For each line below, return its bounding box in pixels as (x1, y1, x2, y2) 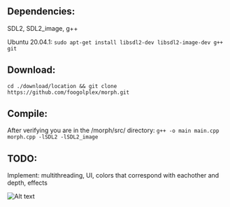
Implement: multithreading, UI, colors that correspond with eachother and (7, 171, 220, 180)
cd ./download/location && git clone (7, 83, 117, 90)
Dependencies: (7, 6, 76, 17)
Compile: (7, 108, 48, 120)
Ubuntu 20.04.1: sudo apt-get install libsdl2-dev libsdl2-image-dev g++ (7, 38, 224, 46)
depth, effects (7, 178, 48, 187)
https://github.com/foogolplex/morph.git (7, 89, 130, 96)
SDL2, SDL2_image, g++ (7, 24, 78, 32)
